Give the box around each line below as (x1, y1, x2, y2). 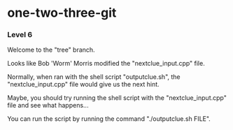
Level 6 (7, 30, 33, 40)
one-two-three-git (7, 5, 117, 21)
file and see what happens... (7, 101, 89, 110)
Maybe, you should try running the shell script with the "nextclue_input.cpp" (7, 94, 227, 102)
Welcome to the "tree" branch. (7, 45, 96, 54)
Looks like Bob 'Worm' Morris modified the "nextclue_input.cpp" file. (7, 59, 205, 68)
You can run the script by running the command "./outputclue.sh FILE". (7, 115, 211, 123)
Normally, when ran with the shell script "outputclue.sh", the (7, 73, 181, 81)
